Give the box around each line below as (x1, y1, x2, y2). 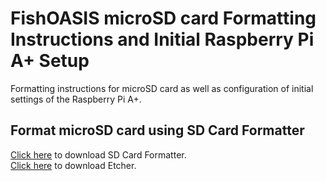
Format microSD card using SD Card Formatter (10, 122, 305, 139)
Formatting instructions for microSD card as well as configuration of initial (10, 82, 314, 94)
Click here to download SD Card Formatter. (10, 148, 187, 161)
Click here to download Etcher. (10, 159, 137, 171)
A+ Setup (10, 50, 90, 72)
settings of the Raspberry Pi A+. (10, 93, 142, 105)
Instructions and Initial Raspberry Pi (10, 28, 315, 51)
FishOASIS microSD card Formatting (10, 7, 317, 30)
